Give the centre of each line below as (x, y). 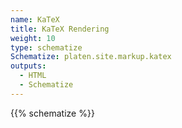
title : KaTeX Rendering (60, 29)
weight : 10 (33, 38)
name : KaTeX (35, 19)
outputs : (28, 66)
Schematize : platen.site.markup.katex (91, 57)
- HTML (33, 76)
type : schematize (46, 47)
